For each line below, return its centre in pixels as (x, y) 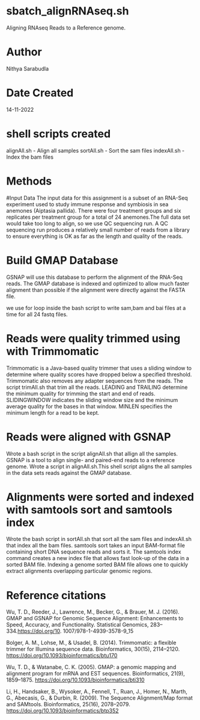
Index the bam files (30, 157)
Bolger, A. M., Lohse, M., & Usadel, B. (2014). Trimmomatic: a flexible (91, 643)
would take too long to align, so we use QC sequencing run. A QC (87, 223)
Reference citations (56, 595)
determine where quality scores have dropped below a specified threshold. (99, 374)
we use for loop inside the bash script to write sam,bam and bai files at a (96, 308)
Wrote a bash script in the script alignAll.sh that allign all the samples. (92, 453)
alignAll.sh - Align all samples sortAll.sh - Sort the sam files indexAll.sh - (95, 150)
